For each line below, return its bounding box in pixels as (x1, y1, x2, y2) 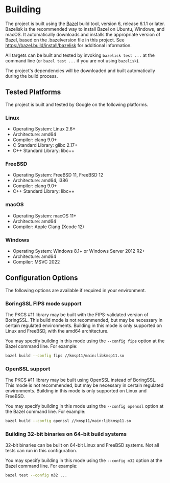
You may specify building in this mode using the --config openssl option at (5, 403, 164, 409)
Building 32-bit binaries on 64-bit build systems (5, 431, 127, 438)
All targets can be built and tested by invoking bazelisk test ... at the (5, 52, 155, 58)
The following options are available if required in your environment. (5, 287, 147, 293)
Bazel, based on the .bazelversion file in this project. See (5, 37, 125, 43)
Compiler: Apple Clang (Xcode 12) (12, 224, 84, 230)
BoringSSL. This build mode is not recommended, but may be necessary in (5, 317, 163, 323)
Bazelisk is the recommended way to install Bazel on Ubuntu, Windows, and (5, 26, 165, 32)
